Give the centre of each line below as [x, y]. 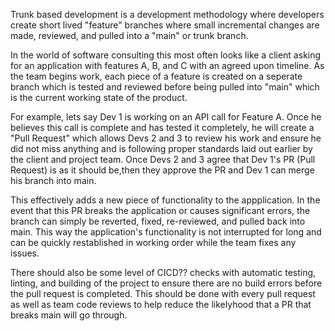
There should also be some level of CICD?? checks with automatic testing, [163, 272]
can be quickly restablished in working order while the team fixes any [153, 242]
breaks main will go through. [69, 315]
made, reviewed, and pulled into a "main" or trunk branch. [129, 35]
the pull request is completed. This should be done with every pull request [163, 293]
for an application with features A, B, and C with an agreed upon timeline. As [167, 65]
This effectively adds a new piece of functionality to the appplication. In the [165, 200]
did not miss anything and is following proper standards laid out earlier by [161, 148]
